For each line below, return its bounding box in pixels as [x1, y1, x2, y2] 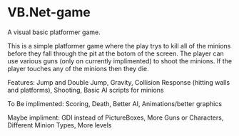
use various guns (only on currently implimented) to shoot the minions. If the [7, 56, 233, 65]
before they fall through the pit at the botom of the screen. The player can [7, 49, 225, 58]
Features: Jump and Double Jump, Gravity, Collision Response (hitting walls [7, 78, 230, 86]
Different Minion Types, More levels [7, 120, 112, 129]
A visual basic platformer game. [7, 28, 101, 36]
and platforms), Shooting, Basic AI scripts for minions [7, 85, 164, 94]
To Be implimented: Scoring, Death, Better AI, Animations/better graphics [7, 99, 223, 108]
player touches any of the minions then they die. [7, 64, 149, 73]
